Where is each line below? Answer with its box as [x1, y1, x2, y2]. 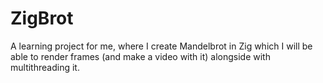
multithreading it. [10, 61, 80, 73]
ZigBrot [10, 7, 74, 30]
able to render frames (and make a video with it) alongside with [10, 50, 271, 62]
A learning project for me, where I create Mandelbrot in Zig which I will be [10, 40, 313, 52]
